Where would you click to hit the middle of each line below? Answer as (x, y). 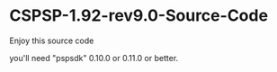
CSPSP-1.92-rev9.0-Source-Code (138, 16)
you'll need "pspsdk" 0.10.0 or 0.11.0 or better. (94, 58)
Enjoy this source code (52, 40)
